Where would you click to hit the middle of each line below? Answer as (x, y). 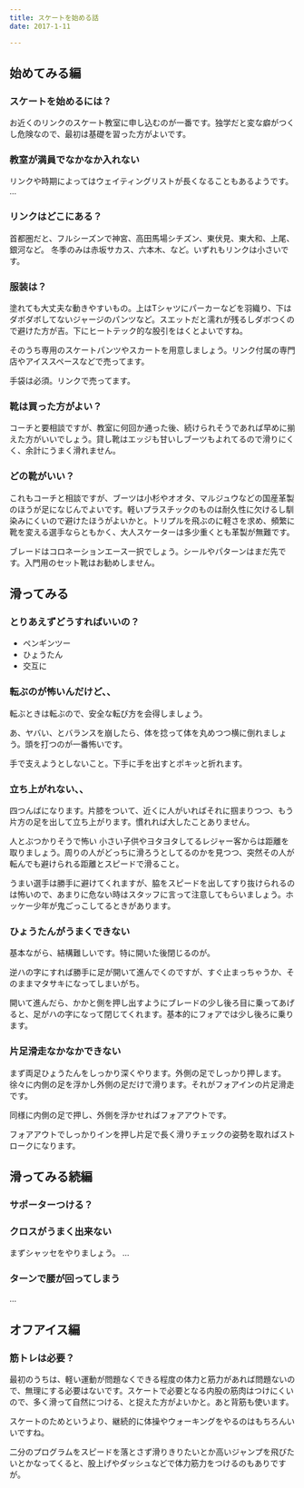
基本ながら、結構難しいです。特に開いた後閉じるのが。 (112, 953)
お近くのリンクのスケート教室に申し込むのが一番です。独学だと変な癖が (144, 122)
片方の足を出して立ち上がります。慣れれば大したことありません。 (132, 821)
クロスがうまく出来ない (60, 1231)
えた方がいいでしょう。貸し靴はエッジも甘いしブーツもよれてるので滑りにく (152, 439)
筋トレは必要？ (42, 1357)
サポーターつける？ (51, 1205)
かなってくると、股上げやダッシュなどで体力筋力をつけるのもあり (147, 1464)
